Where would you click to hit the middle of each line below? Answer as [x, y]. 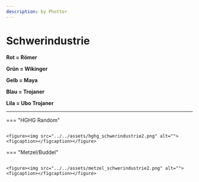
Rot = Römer [22, 57]
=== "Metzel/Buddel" [32, 152]
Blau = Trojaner [25, 92]
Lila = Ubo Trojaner [30, 103]
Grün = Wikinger [27, 69]
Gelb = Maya [22, 80]
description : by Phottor [37, 12]
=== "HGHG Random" [33, 120]
